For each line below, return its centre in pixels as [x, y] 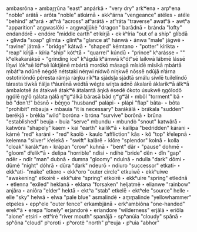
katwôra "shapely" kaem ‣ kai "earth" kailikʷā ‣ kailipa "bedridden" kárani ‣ [98, 128]
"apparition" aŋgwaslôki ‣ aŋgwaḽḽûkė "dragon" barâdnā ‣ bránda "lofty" [94, 27]
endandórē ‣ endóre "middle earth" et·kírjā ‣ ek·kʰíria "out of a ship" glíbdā [97, 34]
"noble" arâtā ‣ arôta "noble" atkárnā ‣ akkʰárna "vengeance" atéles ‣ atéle [98, 15]
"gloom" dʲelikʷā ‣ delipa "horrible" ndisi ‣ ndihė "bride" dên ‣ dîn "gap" [94, 153]
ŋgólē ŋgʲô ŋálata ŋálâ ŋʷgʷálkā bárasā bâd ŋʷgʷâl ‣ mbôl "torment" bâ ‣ [95, 97]
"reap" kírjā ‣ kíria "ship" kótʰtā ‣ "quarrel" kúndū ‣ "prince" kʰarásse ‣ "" [96, 53]
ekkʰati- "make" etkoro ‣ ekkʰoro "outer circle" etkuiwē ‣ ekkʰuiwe [87, 172]
